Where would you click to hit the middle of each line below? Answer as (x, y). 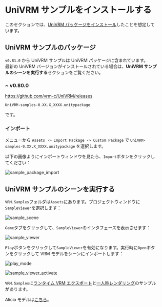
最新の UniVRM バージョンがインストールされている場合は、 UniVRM (74, 66)
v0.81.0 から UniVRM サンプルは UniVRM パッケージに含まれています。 (77, 60)
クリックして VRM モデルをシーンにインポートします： (69, 254)
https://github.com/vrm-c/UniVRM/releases (49, 96)
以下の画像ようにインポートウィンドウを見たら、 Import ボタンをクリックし (80, 156)
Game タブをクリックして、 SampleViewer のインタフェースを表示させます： (78, 228)
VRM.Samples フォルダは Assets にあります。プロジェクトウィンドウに (73, 202)
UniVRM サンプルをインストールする (79, 10)
